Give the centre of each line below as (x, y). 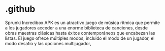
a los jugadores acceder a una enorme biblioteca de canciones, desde (76, 27)
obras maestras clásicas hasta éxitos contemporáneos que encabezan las (80, 33)
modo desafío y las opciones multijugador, (48, 43)
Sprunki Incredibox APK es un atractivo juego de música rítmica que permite (82, 23)
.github (20, 9)
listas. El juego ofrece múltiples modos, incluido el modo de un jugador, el (80, 38)
